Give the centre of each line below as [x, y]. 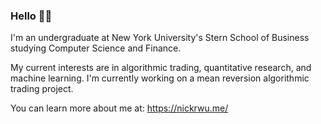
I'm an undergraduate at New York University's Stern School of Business [160, 38]
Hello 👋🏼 [31, 16]
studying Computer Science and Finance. [96, 48]
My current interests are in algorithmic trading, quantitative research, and [161, 68]
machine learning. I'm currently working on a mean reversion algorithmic [160, 78]
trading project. [42, 89]
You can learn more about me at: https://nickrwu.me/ [119, 108]
